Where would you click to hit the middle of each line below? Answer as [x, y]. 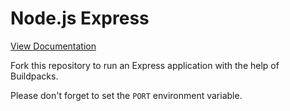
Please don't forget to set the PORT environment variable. [126, 95]
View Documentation [53, 46]
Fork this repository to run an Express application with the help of [145, 65]
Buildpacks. [34, 76]
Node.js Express [80, 18]
